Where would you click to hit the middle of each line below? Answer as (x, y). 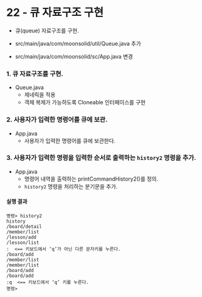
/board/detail (24, 227)
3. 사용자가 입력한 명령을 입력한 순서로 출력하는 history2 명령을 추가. (101, 158)
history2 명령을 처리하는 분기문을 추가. (71, 186)
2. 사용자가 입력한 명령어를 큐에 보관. (57, 120)
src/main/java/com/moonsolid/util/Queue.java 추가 (78, 43)
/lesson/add (21, 238)
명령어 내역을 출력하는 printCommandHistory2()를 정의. (91, 179)
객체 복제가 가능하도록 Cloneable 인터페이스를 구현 (85, 102)
